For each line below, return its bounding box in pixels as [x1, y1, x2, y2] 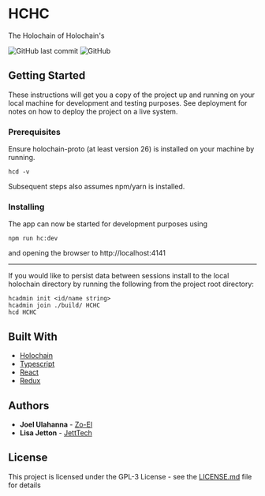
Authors [8, 399, 50, 412]
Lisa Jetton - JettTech [19, 427, 93, 438]
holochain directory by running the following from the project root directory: [8, 279, 255, 289]
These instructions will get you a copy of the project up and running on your [8, 90, 255, 99]
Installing [8, 201, 45, 212]
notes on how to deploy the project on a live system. [8, 106, 178, 116]
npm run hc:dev [8, 234, 58, 243]
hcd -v [8, 168, 30, 176]
